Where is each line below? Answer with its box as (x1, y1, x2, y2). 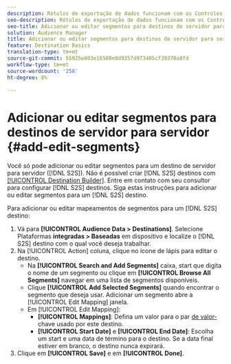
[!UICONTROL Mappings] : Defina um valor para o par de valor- (37, 312, 218, 321)
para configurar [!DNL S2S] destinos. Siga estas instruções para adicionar (7, 184, 217, 192)
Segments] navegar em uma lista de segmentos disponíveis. (27, 276, 199, 284)
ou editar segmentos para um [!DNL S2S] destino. (7, 191, 148, 200)
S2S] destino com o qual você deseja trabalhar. (16, 239, 151, 248)
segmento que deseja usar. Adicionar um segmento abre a (27, 290, 193, 299)
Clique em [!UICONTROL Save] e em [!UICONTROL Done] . (16, 349, 184, 358)
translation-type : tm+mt (7, 49, 78, 56)
